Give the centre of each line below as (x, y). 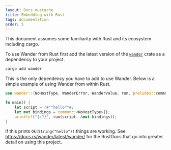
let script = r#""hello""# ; (44, 107)
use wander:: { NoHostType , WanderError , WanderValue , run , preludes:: (81, 93)
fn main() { (18, 103)
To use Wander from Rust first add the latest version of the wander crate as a (85, 54)
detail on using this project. (34, 142)
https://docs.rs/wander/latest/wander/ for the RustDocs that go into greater (84, 137)
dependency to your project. (35, 60)
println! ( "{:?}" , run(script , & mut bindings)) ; (66, 117)
